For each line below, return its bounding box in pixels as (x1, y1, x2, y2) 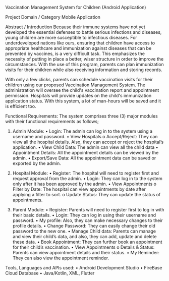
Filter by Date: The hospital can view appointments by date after (12, 186, 146, 192)
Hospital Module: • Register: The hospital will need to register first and (12, 170, 159, 176)
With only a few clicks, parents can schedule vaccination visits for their (5, 77, 153, 82)
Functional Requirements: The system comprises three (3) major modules (5, 113, 158, 119)
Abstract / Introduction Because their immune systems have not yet (5, 24, 145, 30)
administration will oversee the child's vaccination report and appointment (5, 87, 159, 93)
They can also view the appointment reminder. (12, 255, 109, 261)
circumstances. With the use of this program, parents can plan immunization (5, 62, 164, 67)
